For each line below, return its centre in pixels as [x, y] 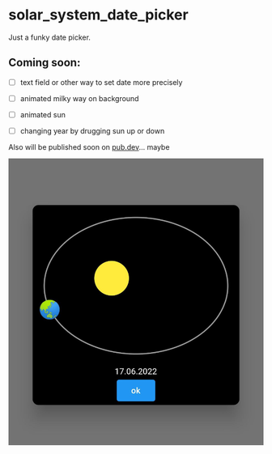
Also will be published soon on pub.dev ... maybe [89, 147]
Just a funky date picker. [50, 37]
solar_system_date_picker [98, 15]
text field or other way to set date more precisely [101, 82]
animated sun [43, 114]
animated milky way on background [79, 98]
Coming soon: [45, 63]
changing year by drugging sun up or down [92, 130]
